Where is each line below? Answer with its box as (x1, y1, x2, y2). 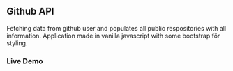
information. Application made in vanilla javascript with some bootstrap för (6, 31, 220, 40)
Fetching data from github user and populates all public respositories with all (6, 24, 227, 32)
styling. (6, 38, 28, 47)
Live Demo (6, 56, 43, 65)
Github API (6, 6, 54, 17)
